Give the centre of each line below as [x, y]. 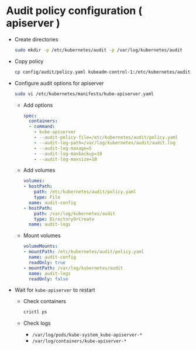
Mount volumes [42, 235]
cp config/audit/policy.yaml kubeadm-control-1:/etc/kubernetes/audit [102, 72]
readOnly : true [47, 262]
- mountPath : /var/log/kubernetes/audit [73, 268]
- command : [42, 127]
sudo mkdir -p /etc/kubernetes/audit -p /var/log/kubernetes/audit [99, 50]
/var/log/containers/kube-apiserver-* [79, 341]
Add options [38, 105]
